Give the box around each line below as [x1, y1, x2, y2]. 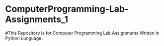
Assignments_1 [5, 14, 69, 25]
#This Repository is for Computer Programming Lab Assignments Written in [5, 30, 160, 36]
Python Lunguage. [5, 35, 43, 41]
